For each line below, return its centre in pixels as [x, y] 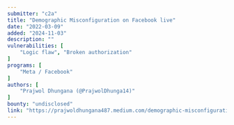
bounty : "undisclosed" [40, 104]
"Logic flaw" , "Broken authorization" [76, 53]
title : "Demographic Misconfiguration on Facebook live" [92, 20]
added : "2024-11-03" [37, 33]
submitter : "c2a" [32, 14]
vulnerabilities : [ [36, 46]
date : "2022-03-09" [36, 26]
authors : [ [23, 85]
